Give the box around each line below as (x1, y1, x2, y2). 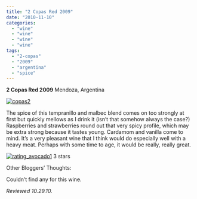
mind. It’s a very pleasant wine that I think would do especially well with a (6, 135, 186, 142)
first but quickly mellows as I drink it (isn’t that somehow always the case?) (6, 116, 190, 123)
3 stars (53, 153, 70, 160)
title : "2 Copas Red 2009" (6, 8, 73, 15)
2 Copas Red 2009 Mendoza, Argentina (6, 86, 104, 93)
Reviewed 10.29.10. (6, 188, 53, 195)
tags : (6, 48, 20, 54)
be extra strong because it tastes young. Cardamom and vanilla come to (6, 128, 184, 136)
